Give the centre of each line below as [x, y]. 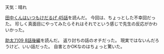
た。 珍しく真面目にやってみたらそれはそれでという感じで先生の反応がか [79, 24]
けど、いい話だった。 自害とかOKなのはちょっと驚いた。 [67, 46]
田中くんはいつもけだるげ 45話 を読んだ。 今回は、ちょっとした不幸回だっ [80, 18]
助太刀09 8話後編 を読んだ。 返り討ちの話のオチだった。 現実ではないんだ [80, 40]
